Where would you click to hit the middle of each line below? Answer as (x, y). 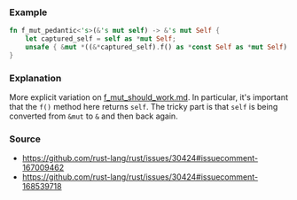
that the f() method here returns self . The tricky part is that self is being (144, 107)
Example (28, 12)
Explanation (35, 78)
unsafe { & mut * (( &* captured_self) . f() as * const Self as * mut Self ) (156, 47)
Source (25, 139)
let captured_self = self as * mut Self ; (101, 39)
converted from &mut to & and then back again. (94, 116)
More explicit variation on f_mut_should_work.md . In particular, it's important (148, 97)
